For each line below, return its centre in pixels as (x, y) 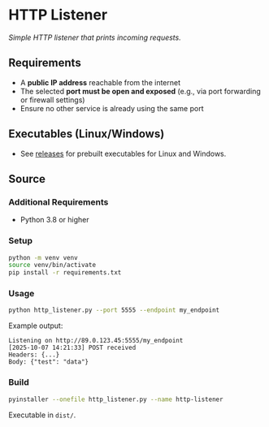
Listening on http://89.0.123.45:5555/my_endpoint (96, 341)
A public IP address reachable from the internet (100, 82)
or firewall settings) (52, 100)
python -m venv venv (43, 257)
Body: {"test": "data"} (49, 362)
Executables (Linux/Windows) (87, 134)
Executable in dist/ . (42, 415)
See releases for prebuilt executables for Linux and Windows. (123, 153)
